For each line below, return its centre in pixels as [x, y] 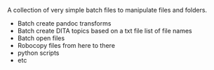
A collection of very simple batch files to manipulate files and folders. [107, 10]
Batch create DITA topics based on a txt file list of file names [105, 31]
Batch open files [41, 38]
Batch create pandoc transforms [64, 23]
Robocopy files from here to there [66, 45]
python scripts [38, 53]
